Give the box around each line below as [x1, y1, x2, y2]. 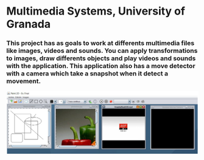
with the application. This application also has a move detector [6, 62, 196, 71]
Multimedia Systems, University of [6, 4, 186, 18]
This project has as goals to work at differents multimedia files [6, 39, 195, 47]
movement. [6, 77, 41, 86]
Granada [6, 17, 51, 31]
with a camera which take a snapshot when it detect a [6, 69, 169, 78]
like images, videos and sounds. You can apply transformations [6, 47, 198, 55]
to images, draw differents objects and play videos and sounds [6, 54, 196, 63]
